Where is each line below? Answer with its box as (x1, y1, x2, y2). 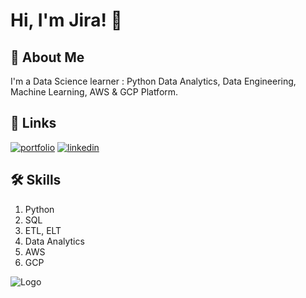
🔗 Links (10, 115, 57, 132)
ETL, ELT (24, 224, 62, 236)
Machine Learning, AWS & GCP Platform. (10, 86, 179, 98)
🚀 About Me (10, 49, 85, 66)
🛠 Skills (10, 172, 62, 189)
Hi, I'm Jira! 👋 (10, 9, 123, 32)
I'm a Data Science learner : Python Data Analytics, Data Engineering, (10, 75, 297, 87)
